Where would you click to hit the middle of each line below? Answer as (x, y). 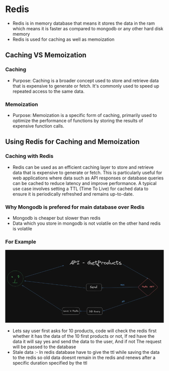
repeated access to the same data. (48, 91)
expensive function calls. (38, 126)
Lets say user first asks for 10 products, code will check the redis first (84, 331)
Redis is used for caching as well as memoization (63, 39)
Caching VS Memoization (46, 55)
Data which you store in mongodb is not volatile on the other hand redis (87, 223)
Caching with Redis (29, 156)
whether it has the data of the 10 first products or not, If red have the (83, 336)
